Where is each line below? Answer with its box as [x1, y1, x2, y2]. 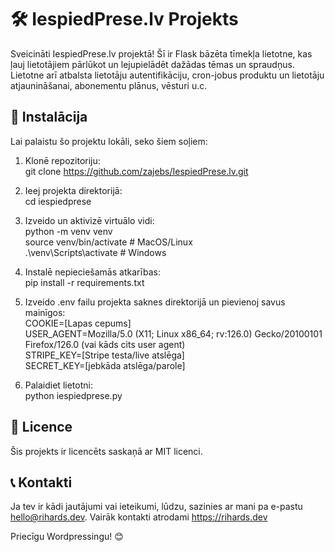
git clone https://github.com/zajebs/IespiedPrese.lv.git [24, 165, 249, 177]
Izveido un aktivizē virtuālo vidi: [24, 214, 155, 226]
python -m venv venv [24, 225, 113, 237]
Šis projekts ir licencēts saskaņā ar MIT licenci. [10, 445, 203, 457]
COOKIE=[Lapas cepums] [24, 317, 132, 329]
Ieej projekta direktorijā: [24, 184, 123, 196]
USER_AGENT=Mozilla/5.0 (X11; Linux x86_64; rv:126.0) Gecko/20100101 [24, 327, 323, 340]
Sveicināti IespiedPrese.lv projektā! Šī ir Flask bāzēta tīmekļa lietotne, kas [10, 47, 313, 60]
